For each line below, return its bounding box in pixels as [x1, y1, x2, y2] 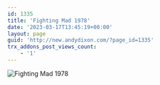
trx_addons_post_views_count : [7, 43, 97, 50]
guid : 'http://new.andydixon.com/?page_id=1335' [7, 37, 154, 44]
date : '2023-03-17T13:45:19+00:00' [7, 23, 113, 30]
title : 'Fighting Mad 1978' [7, 17, 91, 24]
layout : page [7, 30, 46, 38]
